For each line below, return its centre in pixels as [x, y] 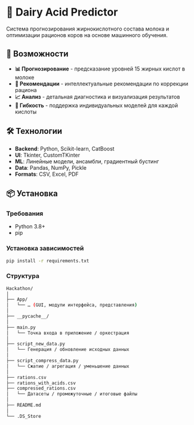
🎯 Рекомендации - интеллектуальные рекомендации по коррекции [101, 84]
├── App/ [17, 299]
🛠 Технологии [34, 131]
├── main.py [21, 327]
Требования [25, 213]
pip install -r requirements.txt [48, 261]
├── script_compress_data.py [42, 361]
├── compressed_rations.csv [41, 389]
